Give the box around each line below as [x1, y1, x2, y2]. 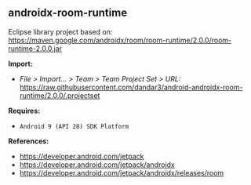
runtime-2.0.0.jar [8, 43, 63, 53]
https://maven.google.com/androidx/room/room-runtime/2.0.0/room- [8, 35, 232, 45]
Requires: [8, 106, 41, 115]
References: [8, 136, 49, 146]
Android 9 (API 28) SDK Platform [19, 122, 129, 130]
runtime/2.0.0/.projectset [19, 90, 100, 100]
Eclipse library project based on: [8, 27, 113, 36]
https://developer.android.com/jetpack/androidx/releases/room [19, 168, 224, 177]
